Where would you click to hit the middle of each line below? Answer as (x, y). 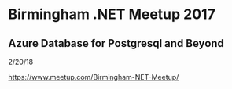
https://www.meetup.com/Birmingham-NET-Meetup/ (94, 77)
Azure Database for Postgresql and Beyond (116, 43)
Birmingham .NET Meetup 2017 (112, 14)
